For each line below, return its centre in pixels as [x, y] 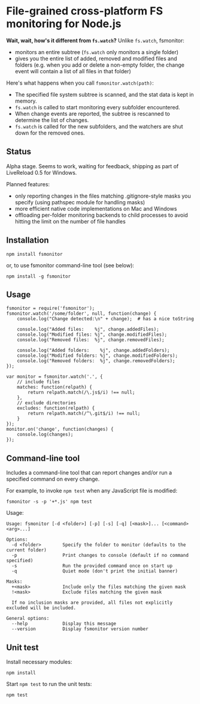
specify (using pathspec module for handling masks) [80, 202]
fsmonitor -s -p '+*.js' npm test [49, 502]
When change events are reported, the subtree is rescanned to [93, 114]
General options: [28, 619]
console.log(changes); [45, 435]
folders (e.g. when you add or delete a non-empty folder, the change [99, 65]
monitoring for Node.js [64, 24]
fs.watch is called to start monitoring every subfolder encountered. [98, 107]
